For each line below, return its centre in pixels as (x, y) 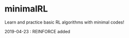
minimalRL (26, 9)
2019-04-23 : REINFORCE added (37, 31)
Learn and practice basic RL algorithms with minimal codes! (64, 22)
